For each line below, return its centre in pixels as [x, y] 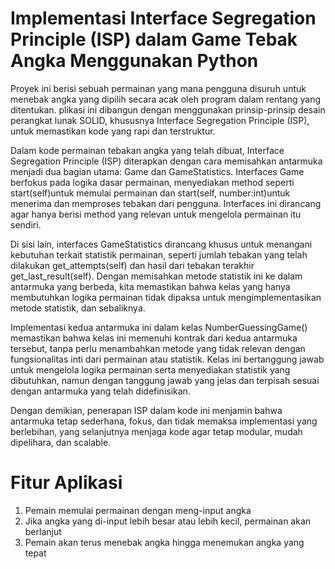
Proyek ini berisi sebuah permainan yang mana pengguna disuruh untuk [158, 88]
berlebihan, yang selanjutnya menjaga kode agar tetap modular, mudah [156, 431]
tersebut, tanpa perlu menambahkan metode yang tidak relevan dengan [158, 348]
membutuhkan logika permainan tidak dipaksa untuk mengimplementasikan [166, 297]
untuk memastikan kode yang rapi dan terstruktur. [113, 131]
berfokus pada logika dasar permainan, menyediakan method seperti [152, 182]
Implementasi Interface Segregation [163, 18]
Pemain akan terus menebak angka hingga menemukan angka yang [164, 542]
